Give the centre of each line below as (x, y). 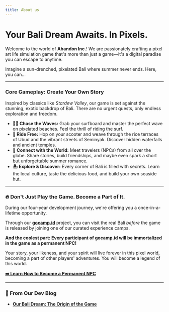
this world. (16, 264)
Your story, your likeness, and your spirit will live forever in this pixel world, (82, 253)
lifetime (13, 213)
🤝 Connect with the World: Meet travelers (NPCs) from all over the (82, 150)
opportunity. (34, 213)
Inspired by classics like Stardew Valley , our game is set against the (75, 103)
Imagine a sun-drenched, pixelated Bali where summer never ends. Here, (81, 69)
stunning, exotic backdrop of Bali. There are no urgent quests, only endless (83, 108)
